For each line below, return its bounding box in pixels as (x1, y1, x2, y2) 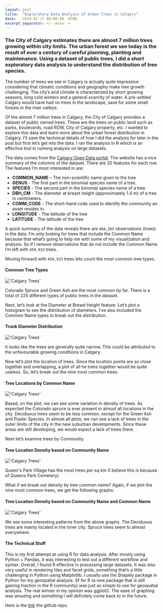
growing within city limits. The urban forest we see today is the (5, 43, 157, 50)
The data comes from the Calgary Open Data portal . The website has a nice (5, 154, 157, 160)
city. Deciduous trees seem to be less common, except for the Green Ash (5, 411, 152, 417)
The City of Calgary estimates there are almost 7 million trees (5, 37, 153, 44)
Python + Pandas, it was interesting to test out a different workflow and (5, 556, 148, 562)
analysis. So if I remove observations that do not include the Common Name (5, 241, 158, 247)
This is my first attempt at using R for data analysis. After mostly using (5, 551, 145, 557)
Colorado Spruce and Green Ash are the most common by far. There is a (5, 287, 150, 293)
